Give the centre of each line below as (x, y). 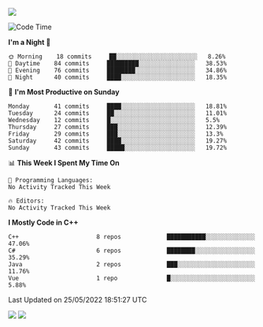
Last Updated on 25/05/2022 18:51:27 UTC (78, 300)
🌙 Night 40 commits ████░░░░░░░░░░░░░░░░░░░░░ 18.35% (117, 77)
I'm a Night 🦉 (30, 42)
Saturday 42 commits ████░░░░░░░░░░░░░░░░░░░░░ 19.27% (117, 141)
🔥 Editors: (26, 201)
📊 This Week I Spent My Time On (64, 163)
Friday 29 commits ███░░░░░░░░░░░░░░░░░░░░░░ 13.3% (116, 134)
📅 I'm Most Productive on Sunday (64, 92)
